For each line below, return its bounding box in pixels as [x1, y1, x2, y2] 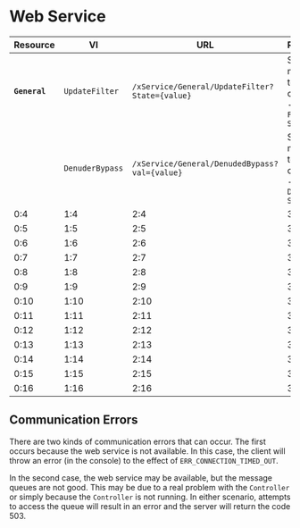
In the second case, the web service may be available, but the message [9, 472, 272, 483]
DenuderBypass [63, 163, 124, 173]
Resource [13, 38, 55, 51]
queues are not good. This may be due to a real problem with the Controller [9, 482, 290, 492]
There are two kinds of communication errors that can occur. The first [9, 436, 266, 447]
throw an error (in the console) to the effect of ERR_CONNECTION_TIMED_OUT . [9, 455, 279, 465]
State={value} [132, 90, 192, 100]
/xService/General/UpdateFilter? [132, 81, 274, 91]
